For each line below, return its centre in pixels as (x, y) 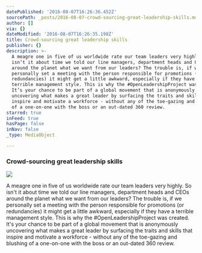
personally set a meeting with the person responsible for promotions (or (95, 205)
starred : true (24, 113)
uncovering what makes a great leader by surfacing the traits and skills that (99, 231)
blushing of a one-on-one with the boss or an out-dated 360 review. (91, 243)
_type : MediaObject (31, 135)
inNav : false (23, 130)
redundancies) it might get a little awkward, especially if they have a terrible (100, 211)
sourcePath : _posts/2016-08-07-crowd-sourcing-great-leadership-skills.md (102, 17)
